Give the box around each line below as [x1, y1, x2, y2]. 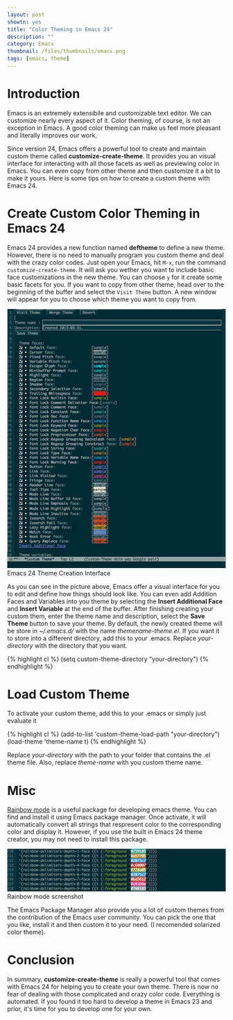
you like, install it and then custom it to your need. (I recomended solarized [7, 920, 221, 928]
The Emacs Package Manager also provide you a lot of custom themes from [7, 905, 224, 914]
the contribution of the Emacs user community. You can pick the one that [7, 913, 216, 921]
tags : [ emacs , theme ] [7, 56, 70, 62]
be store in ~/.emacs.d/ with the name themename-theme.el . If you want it [7, 626, 220, 635]
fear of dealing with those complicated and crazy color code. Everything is [7, 989, 221, 998]
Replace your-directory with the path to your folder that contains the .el [7, 751, 211, 760]
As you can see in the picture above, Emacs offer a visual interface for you [7, 582, 221, 590]
